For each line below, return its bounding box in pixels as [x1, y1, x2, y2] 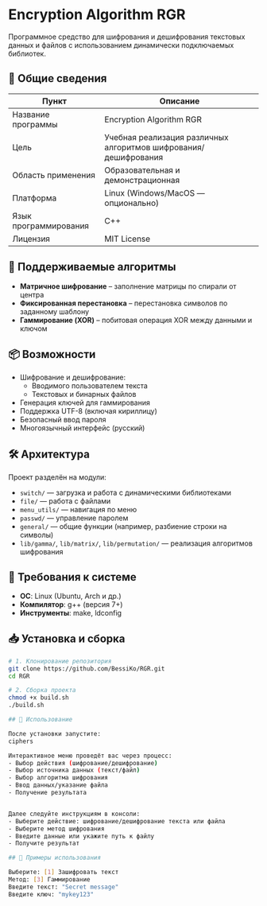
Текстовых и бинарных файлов [31, 390, 137, 399]
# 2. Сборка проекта [8, 686, 77, 694]
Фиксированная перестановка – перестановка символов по [19, 298, 228, 308]
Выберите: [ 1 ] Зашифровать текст [8, 869, 119, 877]
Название [12, 109, 50, 120]
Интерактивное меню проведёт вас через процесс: [8, 752, 172, 760]
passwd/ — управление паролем [19, 513, 129, 523]
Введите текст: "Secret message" [8, 883, 119, 891]
